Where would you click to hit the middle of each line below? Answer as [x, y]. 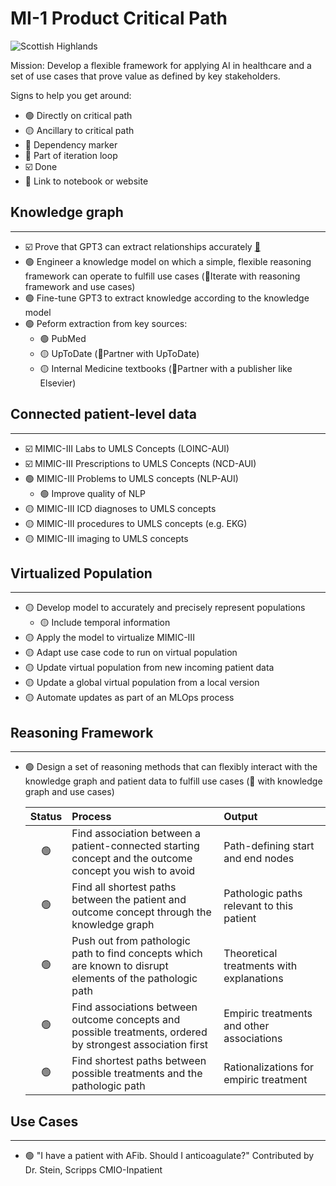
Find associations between [134, 1007]
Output [240, 817]
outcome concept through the [141, 912]
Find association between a [136, 834]
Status [46, 817]
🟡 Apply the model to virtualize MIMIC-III [109, 638]
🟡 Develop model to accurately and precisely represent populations [165, 608]
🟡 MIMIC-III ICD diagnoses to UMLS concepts [120, 508]
